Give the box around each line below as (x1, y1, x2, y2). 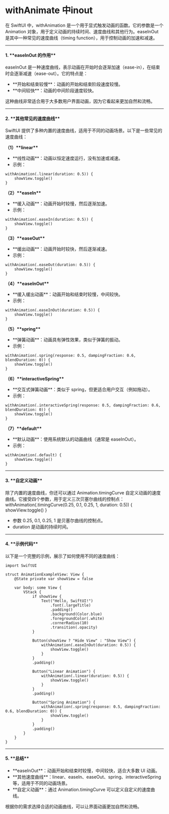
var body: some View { (14, 585, 62, 590)
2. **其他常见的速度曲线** (5, 115, 60, 121)
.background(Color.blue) (50, 611, 102, 616)
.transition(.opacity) (50, 624, 98, 630)
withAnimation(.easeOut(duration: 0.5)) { (5, 263, 96, 268)
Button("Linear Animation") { (32, 669, 96, 674)
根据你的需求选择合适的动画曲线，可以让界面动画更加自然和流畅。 (5, 803, 142, 809)
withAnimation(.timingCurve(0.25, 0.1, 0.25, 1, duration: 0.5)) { (5, 502, 133, 508)
